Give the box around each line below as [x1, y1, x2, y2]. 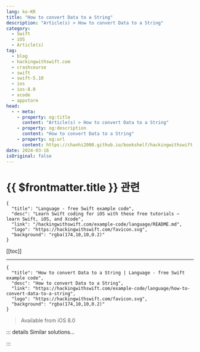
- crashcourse [11, 64, 46, 70]
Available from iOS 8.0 [20, 317, 76, 324]
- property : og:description [17, 125, 86, 131]
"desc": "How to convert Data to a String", [11, 280, 124, 286]
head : [6, 103, 20, 109]
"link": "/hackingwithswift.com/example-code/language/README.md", [11, 221, 183, 227]
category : [6, 25, 31, 32]
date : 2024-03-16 [6, 147, 49, 153]
